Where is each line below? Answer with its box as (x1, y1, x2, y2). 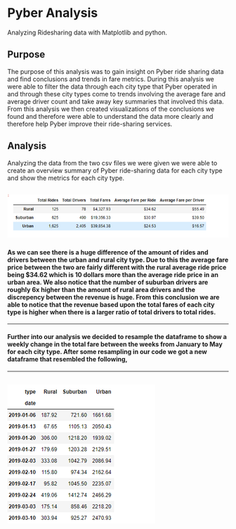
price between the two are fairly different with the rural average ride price (7, 262, 227, 272)
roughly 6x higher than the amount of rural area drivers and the (7, 285, 195, 293)
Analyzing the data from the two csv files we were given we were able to (7, 158, 218, 167)
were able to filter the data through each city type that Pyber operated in (7, 82, 218, 91)
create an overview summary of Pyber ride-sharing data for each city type (7, 166, 223, 174)
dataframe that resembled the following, (7, 355, 128, 364)
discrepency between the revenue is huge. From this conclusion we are (7, 293, 220, 301)
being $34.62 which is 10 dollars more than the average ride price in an (7, 270, 219, 279)
